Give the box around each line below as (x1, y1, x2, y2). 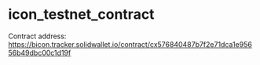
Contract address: (8, 31, 67, 41)
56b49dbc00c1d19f (8, 48, 71, 57)
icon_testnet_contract (8, 5, 155, 23)
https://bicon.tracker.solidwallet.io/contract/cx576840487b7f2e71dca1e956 (8, 39, 253, 49)
